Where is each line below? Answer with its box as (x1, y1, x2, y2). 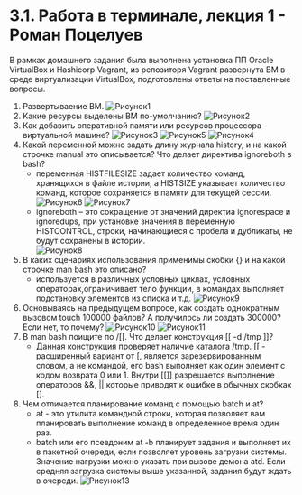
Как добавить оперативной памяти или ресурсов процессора (22, 119, 262, 131)
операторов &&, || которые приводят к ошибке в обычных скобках (35, 378, 292, 389)
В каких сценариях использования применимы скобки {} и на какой (22, 254, 286, 265)
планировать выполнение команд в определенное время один (35, 417, 279, 428)
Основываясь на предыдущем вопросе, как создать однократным (22, 302, 280, 313)
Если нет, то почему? (22, 322, 105, 332)
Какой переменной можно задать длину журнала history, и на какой (22, 139, 287, 150)
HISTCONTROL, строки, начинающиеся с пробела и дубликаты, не (35, 225, 293, 236)
